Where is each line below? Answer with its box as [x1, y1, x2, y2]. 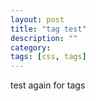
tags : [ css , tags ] [10, 52, 87, 62]
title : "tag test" [10, 24, 87, 34]
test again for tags [10, 79, 86, 91]
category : [10, 42, 52, 53]
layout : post [10, 14, 65, 25]
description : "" [10, 33, 78, 43]
